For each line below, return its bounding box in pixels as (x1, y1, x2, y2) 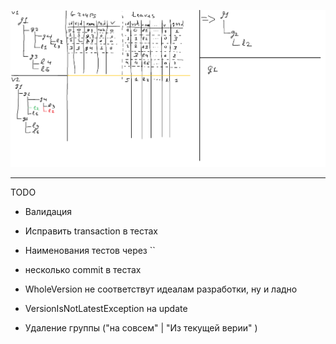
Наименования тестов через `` (24, 244, 156, 256)
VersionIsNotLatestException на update (24, 302, 188, 314)
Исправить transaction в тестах (24, 225, 158, 237)
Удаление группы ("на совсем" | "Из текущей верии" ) (24, 321, 258, 334)
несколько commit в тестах (24, 263, 142, 275)
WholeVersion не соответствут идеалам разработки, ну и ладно (24, 283, 298, 295)
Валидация (24, 205, 72, 217)
